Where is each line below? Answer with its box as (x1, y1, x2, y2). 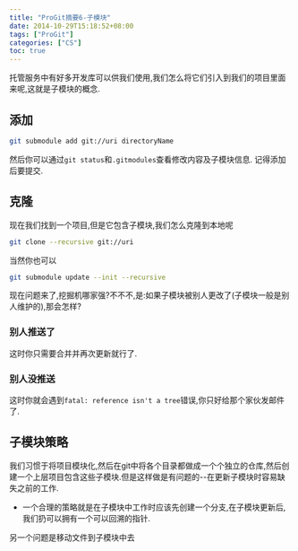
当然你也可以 (9, 255, 56, 266)
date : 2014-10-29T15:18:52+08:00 (9, 22, 134, 31)
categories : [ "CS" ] (9, 38, 82, 48)
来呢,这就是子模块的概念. (9, 83, 101, 94)
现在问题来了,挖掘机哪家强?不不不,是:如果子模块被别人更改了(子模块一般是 (9, 290, 282, 301)
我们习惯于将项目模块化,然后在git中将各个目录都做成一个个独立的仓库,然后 (9, 459, 282, 471)
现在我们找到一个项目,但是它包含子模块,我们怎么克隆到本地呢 (9, 219, 234, 230)
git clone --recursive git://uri (9, 237, 134, 247)
